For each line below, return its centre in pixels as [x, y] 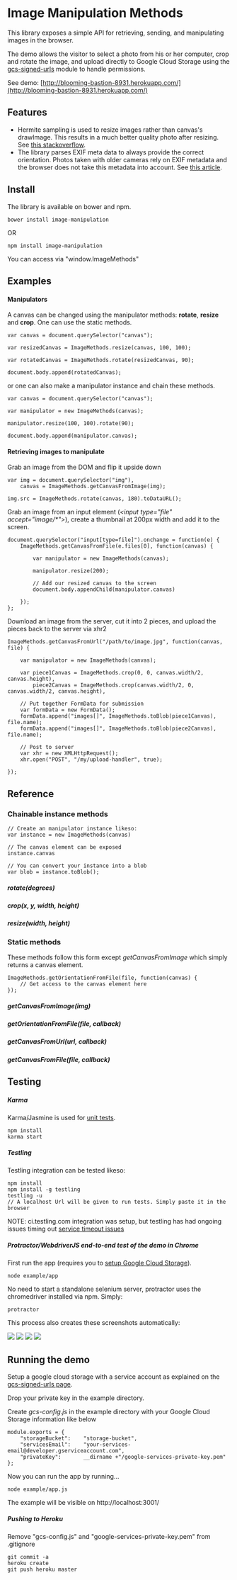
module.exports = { [36, 1432]
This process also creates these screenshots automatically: [94, 1323]
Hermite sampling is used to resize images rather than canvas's [110, 130]
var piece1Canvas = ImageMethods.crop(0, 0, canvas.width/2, [112, 673]
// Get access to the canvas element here [83, 984]
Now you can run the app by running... [63, 1476]
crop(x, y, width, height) [44, 905]
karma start [25, 1137]
